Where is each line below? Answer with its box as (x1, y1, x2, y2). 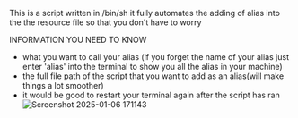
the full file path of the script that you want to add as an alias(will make (22, 71, 285, 81)
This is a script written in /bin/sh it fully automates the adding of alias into (9, 8, 281, 18)
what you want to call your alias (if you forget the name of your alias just (22, 52, 290, 62)
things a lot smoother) (22, 80, 105, 90)
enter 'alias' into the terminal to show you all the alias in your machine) (22, 62, 283, 72)
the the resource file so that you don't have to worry (9, 17, 202, 28)
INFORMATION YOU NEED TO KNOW (9, 35, 147, 45)
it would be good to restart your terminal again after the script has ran (22, 89, 280, 100)
